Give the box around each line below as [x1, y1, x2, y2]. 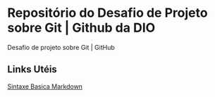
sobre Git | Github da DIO [7, 20, 156, 36]
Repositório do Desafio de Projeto [7, 5, 208, 21]
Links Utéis [7, 63, 58, 75]
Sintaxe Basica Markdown [7, 82, 83, 91]
